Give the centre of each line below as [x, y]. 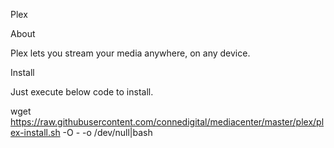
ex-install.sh [35, 132]
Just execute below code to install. [82, 92]
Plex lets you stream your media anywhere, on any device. [130, 53]
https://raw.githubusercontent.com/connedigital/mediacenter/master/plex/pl [167, 122]
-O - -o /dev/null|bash [107, 132]
